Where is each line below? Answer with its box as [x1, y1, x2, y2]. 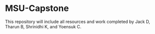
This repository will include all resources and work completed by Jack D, [5, 19, 151, 24]
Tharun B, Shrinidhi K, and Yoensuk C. [5, 23, 82, 29]
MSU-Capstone [5, 3, 69, 14]
